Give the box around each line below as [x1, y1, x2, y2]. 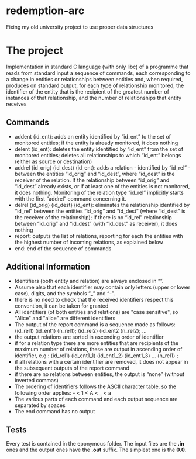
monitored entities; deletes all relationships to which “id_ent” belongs [14, 151, 181, 158]
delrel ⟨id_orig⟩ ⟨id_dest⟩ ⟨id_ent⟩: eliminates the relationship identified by [14, 201, 190, 208]
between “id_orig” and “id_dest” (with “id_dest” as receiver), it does [14, 220, 177, 227]
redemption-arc [6, 4, 85, 18]
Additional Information [6, 262, 90, 272]
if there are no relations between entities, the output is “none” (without [14, 370, 185, 378]
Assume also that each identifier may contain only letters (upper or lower [14, 284, 191, 291]
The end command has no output [14, 408, 95, 415]
